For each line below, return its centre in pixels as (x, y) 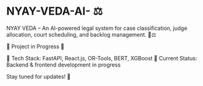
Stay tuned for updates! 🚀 (39, 76)
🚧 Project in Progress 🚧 (35, 46)
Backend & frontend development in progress (64, 65)
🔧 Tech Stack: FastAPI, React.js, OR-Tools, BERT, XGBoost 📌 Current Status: (102, 58)
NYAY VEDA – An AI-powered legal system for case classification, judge (97, 28)
